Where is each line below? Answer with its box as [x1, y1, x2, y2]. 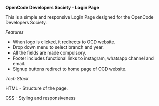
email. [12, 61, 25, 66]
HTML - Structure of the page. [5, 85, 68, 91]
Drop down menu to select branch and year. [12, 44, 104, 50]
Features [5, 29, 24, 35]
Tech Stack [5, 76, 29, 81]
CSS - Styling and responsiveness [5, 95, 76, 101]
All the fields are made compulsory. [12, 50, 87, 56]
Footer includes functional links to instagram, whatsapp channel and [12, 55, 154, 61]
